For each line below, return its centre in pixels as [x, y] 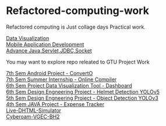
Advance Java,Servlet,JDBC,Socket [49, 50]
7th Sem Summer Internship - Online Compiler [61, 79]
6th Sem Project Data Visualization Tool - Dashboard [69, 85]
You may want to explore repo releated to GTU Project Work [78, 62]
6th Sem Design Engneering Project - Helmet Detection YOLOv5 [83, 92]
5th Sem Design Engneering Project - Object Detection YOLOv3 [82, 98]
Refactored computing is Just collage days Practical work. [76, 27]
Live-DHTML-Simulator [34, 110]
